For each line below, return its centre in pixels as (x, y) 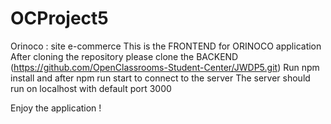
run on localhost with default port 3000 (91, 88)
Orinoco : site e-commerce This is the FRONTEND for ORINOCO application (166, 46)
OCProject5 (59, 18)
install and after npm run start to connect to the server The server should (160, 78)
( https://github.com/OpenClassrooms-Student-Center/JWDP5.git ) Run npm (165, 67)
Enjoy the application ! (56, 108)
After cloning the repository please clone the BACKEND (124, 56)
